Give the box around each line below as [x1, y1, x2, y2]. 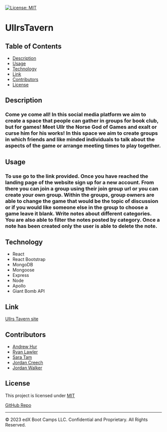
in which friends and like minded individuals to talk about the [5, 136, 155, 143]
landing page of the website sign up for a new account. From [5, 179, 154, 186]
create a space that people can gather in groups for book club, [5, 117, 159, 124]
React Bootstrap [12, 256, 46, 262]
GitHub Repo [5, 402, 31, 408]
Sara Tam [12, 354, 32, 360]
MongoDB [12, 262, 33, 268]
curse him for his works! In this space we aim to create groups [5, 130, 158, 137]
